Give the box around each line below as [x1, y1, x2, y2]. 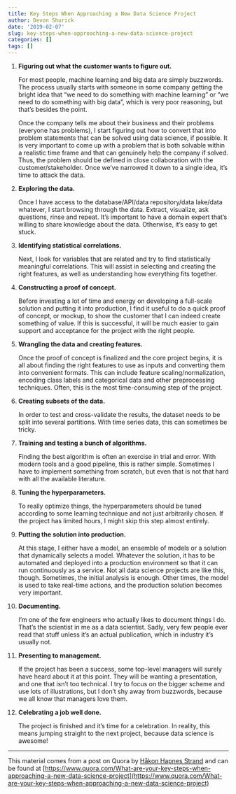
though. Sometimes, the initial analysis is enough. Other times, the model [18, 574, 229, 581]
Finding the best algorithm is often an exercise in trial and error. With [18, 453, 216, 460]
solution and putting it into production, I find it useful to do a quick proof [18, 304, 226, 312]
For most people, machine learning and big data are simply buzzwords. [18, 76, 223, 84]
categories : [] [8, 36, 53, 43]
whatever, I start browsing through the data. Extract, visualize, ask [18, 206, 209, 213]
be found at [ [8, 764, 46, 772]
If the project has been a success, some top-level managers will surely [18, 665, 223, 673]
